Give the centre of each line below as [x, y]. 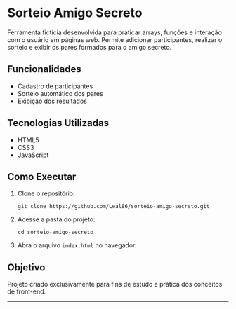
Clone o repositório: [46, 193]
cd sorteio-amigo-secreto [55, 233]
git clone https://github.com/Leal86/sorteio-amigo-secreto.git [113, 207]
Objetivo [26, 267]
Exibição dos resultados [52, 101]
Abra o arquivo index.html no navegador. [77, 245]
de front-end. [27, 291]
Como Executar [42, 177]
